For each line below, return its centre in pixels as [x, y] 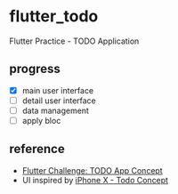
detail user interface [59, 101]
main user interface [58, 90]
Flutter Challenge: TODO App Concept [92, 170]
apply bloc [41, 120]
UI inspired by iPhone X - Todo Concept [95, 180]
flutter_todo [54, 16]
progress [35, 69]
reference [37, 149]
